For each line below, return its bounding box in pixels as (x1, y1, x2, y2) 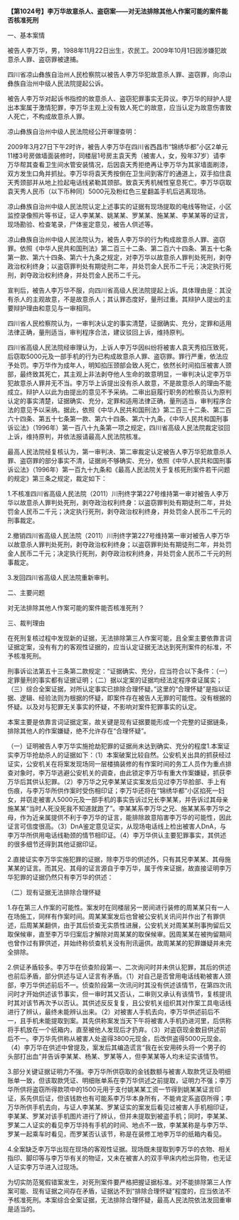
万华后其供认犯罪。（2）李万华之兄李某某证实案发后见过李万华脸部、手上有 (7, 778, 226, 786)
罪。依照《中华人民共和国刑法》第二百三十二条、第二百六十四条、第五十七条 (7, 244, 232, 253)
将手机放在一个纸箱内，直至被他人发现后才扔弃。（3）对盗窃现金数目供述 (7, 1025, 221, 1034)
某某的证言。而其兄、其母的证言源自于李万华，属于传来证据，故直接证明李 (7, 864, 225, 873)
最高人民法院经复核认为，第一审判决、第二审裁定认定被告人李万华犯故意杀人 (7, 447, 232, 456)
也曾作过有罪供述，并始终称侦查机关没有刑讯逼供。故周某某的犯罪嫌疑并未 (7, 939, 225, 947)
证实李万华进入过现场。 (13, 1163, 83, 1171)
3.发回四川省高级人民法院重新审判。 (7, 574, 113, 581)
